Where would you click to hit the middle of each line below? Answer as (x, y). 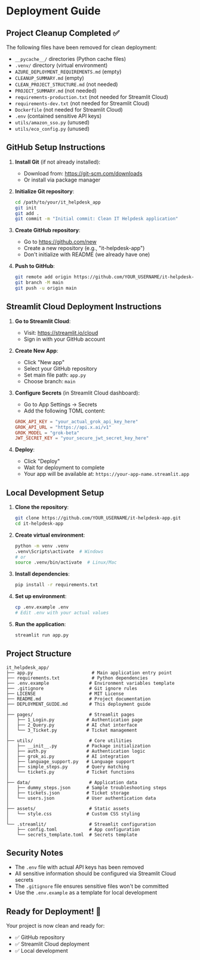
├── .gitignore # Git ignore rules (72, 688)
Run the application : (40, 624)
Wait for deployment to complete (64, 467)
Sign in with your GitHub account (64, 339)
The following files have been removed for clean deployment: (81, 47)
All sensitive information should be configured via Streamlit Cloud (95, 873)
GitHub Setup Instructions (56, 147)
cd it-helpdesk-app (39, 524)
